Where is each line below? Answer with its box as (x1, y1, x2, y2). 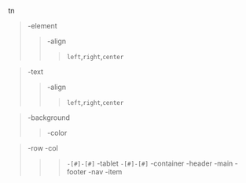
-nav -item (87, 167, 123, 176)
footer (66, 167, 86, 176)
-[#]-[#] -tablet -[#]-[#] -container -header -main (66, 159, 233, 168)
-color (46, 129, 68, 137)
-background (27, 113, 71, 122)
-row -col (27, 144, 59, 152)
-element (27, 21, 57, 30)
